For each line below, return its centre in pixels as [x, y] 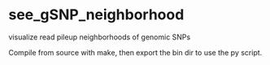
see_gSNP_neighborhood [96, 15]
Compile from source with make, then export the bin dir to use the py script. [135, 52]
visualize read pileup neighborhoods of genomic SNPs [100, 37]
